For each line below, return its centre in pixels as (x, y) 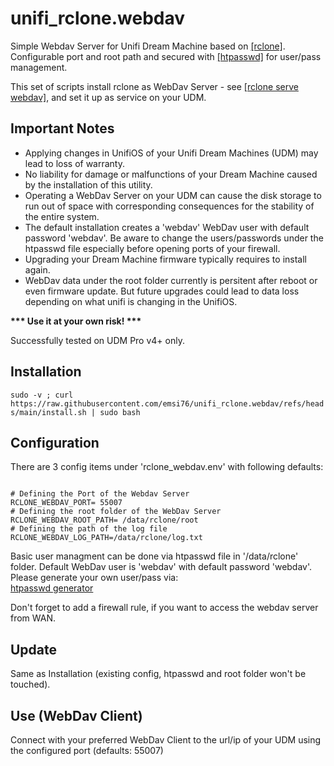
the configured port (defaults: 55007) (87, 750)
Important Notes (62, 128)
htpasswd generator (52, 588)
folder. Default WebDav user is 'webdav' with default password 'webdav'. (161, 567)
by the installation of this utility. (88, 184)
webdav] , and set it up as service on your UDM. (108, 97)
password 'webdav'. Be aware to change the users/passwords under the (174, 238)
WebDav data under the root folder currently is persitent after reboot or (171, 280)
